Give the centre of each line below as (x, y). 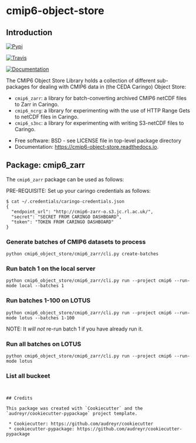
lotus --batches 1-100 (47, 318)
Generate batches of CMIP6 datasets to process (76, 241)
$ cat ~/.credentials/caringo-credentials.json (65, 201)
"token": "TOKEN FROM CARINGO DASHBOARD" (63, 222)
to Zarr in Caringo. (37, 104)
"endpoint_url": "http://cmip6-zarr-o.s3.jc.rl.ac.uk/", (82, 212)
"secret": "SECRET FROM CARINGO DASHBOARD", (67, 217)
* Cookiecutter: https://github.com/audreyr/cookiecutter (81, 424)
